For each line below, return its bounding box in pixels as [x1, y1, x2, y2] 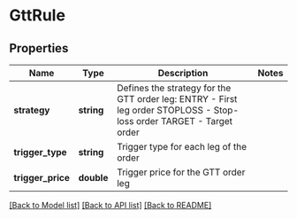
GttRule [9, 5, 66, 26]
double [78, 172, 109, 184]
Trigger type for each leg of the [116, 141, 247, 153]
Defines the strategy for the [116, 82, 232, 94]
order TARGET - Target [135, 115, 232, 127]
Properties [9, 41, 69, 56]
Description [157, 67, 209, 79]
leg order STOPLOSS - [116, 104, 212, 116]
